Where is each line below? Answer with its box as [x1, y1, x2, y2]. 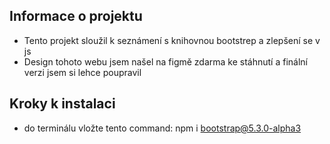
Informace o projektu [9, 8, 143, 25]
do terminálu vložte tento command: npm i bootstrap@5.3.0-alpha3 [23, 122, 302, 134]
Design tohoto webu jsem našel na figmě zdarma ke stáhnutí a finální [23, 55, 308, 68]
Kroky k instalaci [9, 95, 116, 113]
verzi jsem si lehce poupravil [23, 66, 142, 78]
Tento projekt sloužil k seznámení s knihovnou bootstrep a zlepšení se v [23, 34, 321, 46]
